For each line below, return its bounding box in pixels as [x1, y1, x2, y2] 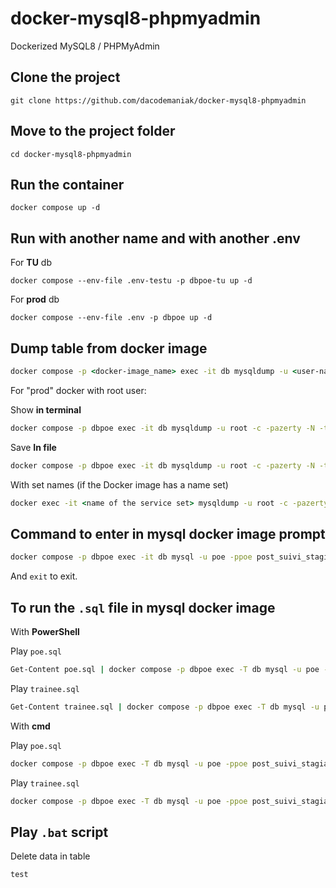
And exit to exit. [10, 570, 78, 582]
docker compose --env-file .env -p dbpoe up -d [10, 313, 213, 323]
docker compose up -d [10, 203, 101, 213]
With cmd [10, 720, 51, 732]
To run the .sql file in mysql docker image [10, 599, 276, 616]
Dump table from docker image [10, 340, 208, 357]
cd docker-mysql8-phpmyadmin [10, 149, 132, 159]
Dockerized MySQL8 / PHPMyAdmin [10, 40, 160, 52]
